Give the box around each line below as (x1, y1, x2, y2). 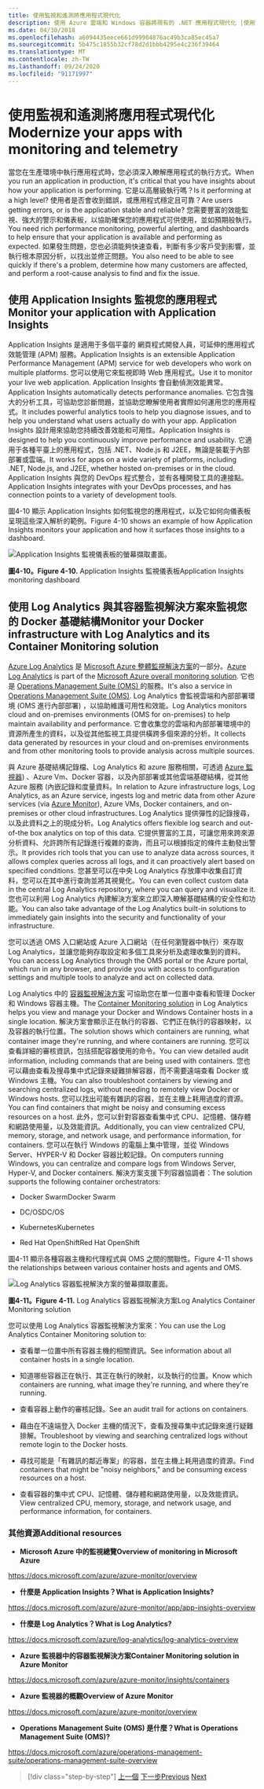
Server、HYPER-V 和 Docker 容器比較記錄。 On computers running (8, 1150, 224, 1159)
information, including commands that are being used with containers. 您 (8, 1056, 244, 1066)
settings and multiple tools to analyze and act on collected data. (8, 972, 214, 983)
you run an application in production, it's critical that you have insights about (8, 176, 255, 186)
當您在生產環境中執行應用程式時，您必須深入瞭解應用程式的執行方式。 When (8, 167, 255, 177)
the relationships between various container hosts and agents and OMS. (8, 1263, 242, 1273)
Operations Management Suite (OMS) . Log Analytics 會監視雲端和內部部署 (8, 691, 249, 700)
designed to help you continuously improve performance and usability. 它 (8, 435, 246, 445)
